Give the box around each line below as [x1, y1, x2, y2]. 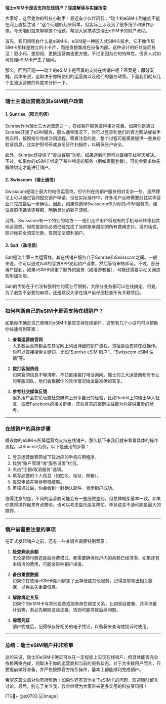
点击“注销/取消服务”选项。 [12, 467, 66, 472]
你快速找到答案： [5, 326, 40, 332]
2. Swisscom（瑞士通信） [5, 177, 58, 183]
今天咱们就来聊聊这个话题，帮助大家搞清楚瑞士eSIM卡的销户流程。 [13, 28, 150, 34]
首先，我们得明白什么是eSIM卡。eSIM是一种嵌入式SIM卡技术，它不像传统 [5, 38, 155, 44]
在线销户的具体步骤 [5, 425, 51, 432]
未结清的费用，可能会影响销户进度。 [12, 561, 86, 567]
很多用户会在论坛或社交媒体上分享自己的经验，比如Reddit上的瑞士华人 [12, 394, 156, 400]
